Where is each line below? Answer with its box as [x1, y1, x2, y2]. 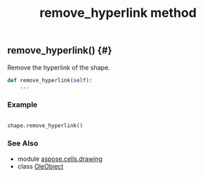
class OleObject [17, 162, 64, 170]
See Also [7, 138, 39, 148]
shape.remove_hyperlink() [7, 122, 83, 129]
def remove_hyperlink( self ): [7, 77, 93, 84]
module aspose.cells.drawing [17, 155, 103, 163]
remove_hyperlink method [39, 5, 197, 21]
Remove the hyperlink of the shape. [7, 63, 110, 72]
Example [7, 100, 38, 110]
